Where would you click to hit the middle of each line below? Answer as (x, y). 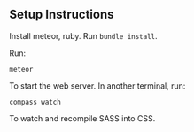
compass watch (35, 102)
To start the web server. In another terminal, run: (97, 85)
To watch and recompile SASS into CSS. (82, 118)
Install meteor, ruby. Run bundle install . (83, 35)
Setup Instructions (62, 15)
